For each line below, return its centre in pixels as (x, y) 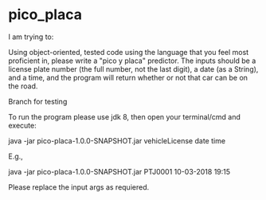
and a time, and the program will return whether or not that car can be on (128, 77)
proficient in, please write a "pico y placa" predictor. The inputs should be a (132, 61)
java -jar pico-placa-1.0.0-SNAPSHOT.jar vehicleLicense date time (117, 140)
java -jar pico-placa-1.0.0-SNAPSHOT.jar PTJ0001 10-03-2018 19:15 (119, 171)
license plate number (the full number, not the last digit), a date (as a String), (133, 69)
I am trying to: (31, 37)
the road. (23, 86)
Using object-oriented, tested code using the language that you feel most (129, 52)
